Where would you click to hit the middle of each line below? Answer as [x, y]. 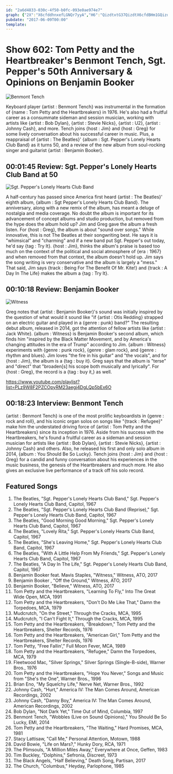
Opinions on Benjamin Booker [70, 82]
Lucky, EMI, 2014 [31, 723]
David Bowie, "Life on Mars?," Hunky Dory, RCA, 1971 [69, 744]
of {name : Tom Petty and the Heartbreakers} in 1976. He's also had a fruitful [86, 112]
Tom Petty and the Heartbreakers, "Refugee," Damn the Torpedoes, [85, 652]
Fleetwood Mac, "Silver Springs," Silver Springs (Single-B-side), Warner [89, 663]
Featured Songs [32, 487]
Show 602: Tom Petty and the [70, 50]
